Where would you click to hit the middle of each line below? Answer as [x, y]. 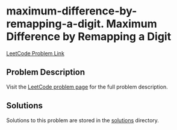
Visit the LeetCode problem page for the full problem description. [87, 87]
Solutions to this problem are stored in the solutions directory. [83, 120]
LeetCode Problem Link [36, 53]
